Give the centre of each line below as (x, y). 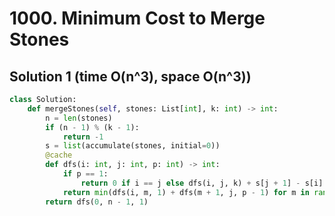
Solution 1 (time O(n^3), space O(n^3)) (130, 76)
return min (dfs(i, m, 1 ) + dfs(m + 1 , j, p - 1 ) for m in (186, 192)
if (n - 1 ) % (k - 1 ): (92, 127)
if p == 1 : (85, 174)
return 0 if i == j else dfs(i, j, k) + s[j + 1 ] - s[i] (202, 183)
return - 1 (83, 137)
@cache (59, 155)
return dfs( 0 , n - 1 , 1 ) (97, 202)
